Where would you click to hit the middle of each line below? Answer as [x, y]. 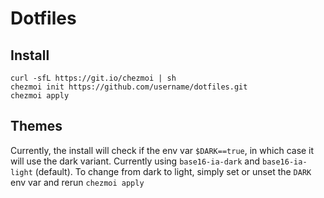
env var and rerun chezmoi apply [77, 182]
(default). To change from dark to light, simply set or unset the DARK [173, 171]
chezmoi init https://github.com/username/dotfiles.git [129, 87]
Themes [36, 126]
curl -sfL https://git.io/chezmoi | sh [93, 78]
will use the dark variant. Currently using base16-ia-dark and [135, 161]
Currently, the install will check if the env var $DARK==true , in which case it [162, 150]
